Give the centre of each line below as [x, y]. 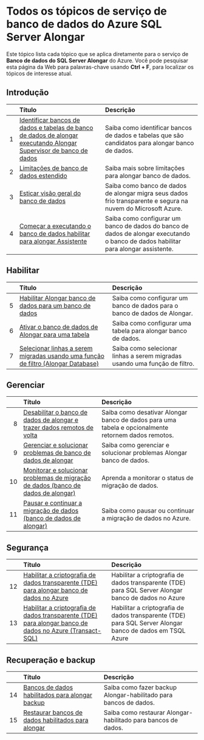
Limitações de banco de [53, 168]
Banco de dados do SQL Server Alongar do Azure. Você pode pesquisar [97, 60]
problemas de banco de [57, 453]
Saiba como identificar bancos [149, 127]
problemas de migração [57, 478]
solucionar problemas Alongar [144, 453]
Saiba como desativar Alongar [144, 413]
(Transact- [86, 631]
